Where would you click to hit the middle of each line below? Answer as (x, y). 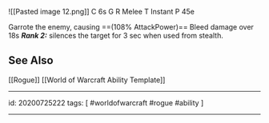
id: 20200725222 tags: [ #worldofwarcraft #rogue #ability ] (106, 102)
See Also (31, 60)
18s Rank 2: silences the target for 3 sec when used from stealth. (116, 36)
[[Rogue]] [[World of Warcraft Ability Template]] (87, 80)
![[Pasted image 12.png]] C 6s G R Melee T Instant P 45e (101, 12)
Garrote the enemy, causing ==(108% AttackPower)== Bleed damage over (131, 27)
